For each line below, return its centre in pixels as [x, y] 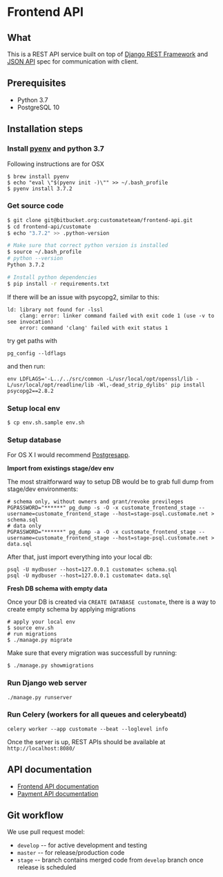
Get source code [36, 206]
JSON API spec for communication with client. [73, 62]
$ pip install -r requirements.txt [58, 284]
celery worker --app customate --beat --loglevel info [88, 729]
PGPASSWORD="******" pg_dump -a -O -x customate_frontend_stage [101, 532]
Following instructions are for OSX [56, 164]
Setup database [35, 440]
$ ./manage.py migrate [40, 640]
